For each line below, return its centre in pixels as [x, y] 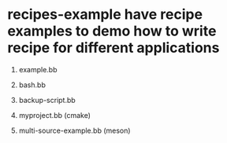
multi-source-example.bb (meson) [74, 130]
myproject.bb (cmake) [55, 115]
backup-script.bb [47, 100]
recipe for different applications [113, 48]
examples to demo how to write [112, 31]
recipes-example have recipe [105, 15]
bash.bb [32, 85]
